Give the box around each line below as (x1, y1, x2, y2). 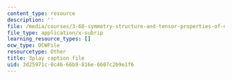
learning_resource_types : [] (7, 36, 91, 43)
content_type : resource (7, 10, 76, 17)
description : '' (7, 16, 54, 23)
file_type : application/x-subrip (7, 29, 104, 36)
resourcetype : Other (7, 49, 67, 56)
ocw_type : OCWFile (7, 42, 60, 49)
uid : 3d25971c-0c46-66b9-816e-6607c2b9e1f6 (7, 61, 135, 68)
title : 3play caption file (7, 55, 85, 62)
